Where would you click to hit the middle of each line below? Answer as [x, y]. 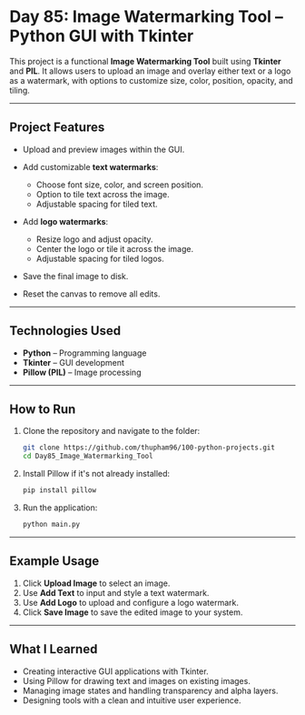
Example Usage [54, 561]
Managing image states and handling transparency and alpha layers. [150, 690]
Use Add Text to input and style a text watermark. [116, 592]
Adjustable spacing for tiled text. [97, 204]
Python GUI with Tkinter [102, 36]
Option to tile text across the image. [103, 194]
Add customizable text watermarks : [90, 166]
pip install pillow [59, 490]
